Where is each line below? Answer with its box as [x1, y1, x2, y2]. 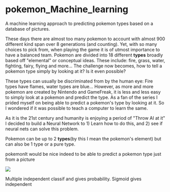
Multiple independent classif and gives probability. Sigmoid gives [5, 176, 141, 182]
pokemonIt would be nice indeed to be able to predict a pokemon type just [5, 151, 161, 157]
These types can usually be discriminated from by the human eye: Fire [5, 78, 153, 84]
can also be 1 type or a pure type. [5, 141, 75, 147]
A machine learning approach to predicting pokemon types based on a [5, 20, 154, 26]
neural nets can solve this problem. [5, 126, 79, 132]
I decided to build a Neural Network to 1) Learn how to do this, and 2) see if [5, 120, 163, 126]
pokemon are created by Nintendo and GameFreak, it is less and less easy [5, 89, 161, 95]
